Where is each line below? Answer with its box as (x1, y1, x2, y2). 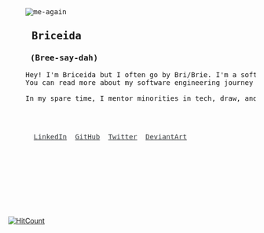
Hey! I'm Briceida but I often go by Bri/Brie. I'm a (25, 70, 237, 79)
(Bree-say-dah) (30, 53, 98, 63)
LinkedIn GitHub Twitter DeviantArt (33, 132, 187, 141)
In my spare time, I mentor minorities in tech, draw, (25, 94, 241, 102)
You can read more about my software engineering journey (25, 78, 254, 87)
